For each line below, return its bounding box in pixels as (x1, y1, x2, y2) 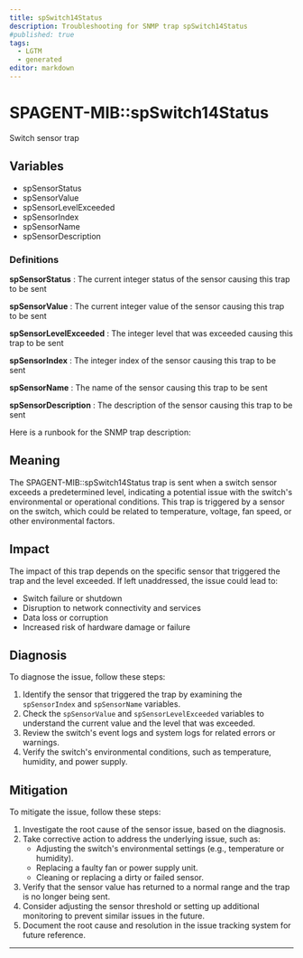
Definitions (9, 253, 60, 266)
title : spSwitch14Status (9, 13, 103, 23)
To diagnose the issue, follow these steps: (9, 672, 166, 682)
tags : (9, 38, 30, 48)
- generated (17, 55, 63, 64)
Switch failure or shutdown (22, 593, 123, 604)
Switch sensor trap (9, 132, 79, 143)
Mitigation (9, 783, 69, 798)
